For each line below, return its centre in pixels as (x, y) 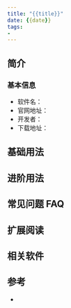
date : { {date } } (29, 20)
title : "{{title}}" (35, 14)
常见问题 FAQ (36, 204)
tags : (15, 27)
